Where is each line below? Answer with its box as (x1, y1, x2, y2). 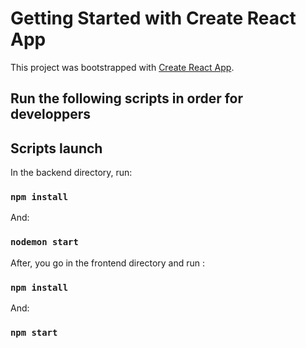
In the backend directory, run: (10, 167, 133, 179)
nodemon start (10, 237, 79, 248)
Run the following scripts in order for (10, 90, 244, 107)
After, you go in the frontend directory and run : (10, 257, 206, 269)
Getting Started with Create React (10, 7, 297, 30)
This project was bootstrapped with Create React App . (10, 61, 235, 73)
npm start (10, 327, 58, 338)
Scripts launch (10, 140, 103, 157)
